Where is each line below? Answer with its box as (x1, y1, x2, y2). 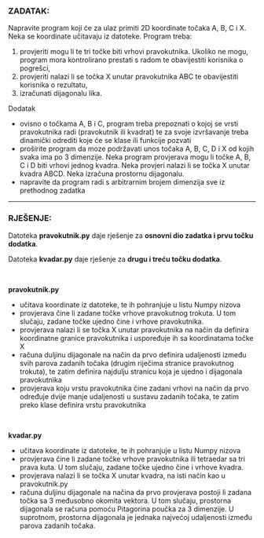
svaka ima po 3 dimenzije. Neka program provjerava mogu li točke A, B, (19, 152, 251, 162)
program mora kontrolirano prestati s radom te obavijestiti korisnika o (19, 55, 244, 64)
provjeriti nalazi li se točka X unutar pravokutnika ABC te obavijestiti (19, 72, 239, 82)
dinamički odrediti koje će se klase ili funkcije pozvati (19, 136, 192, 145)
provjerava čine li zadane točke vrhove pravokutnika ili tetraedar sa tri (19, 454, 246, 463)
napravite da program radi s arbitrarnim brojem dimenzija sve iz (19, 178, 225, 187)
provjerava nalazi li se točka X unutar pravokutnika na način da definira (19, 324, 249, 335)
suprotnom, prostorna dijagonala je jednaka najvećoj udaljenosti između (19, 512, 253, 522)
